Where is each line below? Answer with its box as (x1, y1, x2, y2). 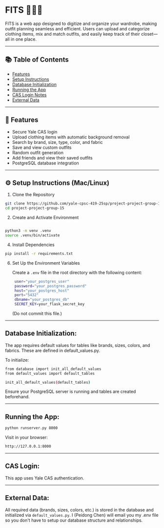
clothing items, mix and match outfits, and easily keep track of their (5, 31, 140, 37)
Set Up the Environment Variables (12, 260, 80, 266)
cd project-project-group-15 (5, 206, 64, 211)
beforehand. (5, 394, 30, 400)
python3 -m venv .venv (5, 229, 51, 233)
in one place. (10, 36, 37, 42)
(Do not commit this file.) (12, 311, 62, 316)
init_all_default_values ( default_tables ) (5, 380, 91, 385)
